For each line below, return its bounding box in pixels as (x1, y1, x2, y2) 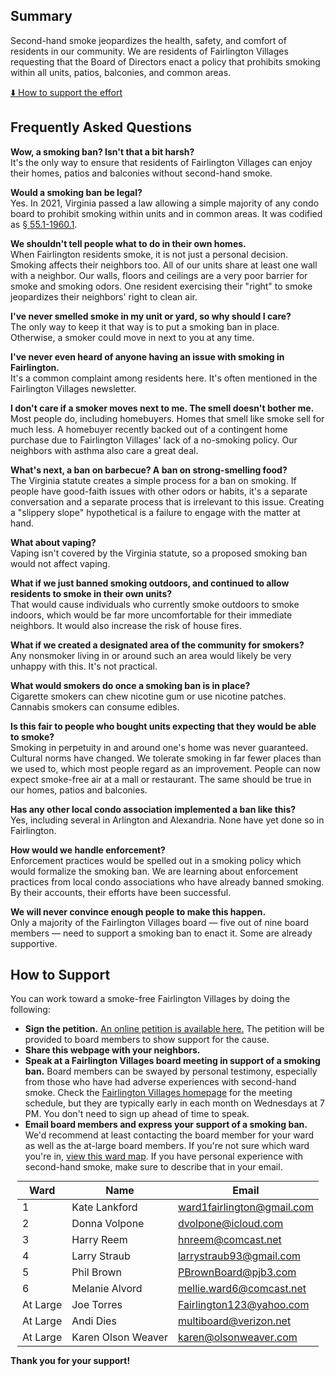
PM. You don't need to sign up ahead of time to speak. (24, 1108, 250, 1120)
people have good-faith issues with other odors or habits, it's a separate (10, 485, 308, 497)
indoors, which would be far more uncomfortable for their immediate (10, 609, 293, 621)
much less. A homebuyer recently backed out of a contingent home (10, 423, 288, 435)
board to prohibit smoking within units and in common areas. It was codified (10, 207, 323, 219)
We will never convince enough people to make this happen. (10, 905, 267, 918)
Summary (10, 8, 73, 25)
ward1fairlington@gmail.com (177, 1200, 314, 1214)
